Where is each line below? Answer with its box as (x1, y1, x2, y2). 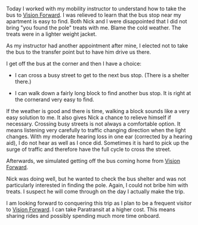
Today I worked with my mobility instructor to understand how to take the (6, 5, 186, 12)
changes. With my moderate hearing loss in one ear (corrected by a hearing (6, 133, 193, 140)
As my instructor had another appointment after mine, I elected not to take (6, 42, 188, 49)
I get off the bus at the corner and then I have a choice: (6, 60, 142, 67)
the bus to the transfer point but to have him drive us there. (6, 48, 151, 56)
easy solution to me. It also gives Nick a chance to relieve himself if (6, 114, 171, 121)
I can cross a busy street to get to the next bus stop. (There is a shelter (14, 72, 190, 78)
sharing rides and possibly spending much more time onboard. (6, 212, 160, 219)
